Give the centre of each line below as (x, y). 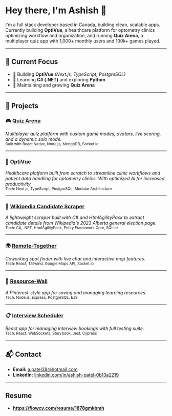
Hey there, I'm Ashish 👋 (56, 10)
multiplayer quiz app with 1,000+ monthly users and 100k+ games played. (83, 41)
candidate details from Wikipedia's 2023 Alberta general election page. (81, 223)
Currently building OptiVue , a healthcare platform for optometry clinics (80, 30)
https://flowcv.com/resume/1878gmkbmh (58, 408)
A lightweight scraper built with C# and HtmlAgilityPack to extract (75, 217)
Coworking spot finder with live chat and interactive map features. (76, 259)
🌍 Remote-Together (31, 246)
